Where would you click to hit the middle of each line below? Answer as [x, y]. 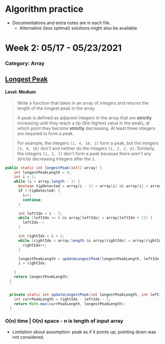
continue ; [33, 200]
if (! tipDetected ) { [39, 191]
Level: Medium [20, 92]
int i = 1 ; [25, 177]
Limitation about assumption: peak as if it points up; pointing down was [84, 332]
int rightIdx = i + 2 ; [41, 236]
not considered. [28, 337]
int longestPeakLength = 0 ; [42, 172]
